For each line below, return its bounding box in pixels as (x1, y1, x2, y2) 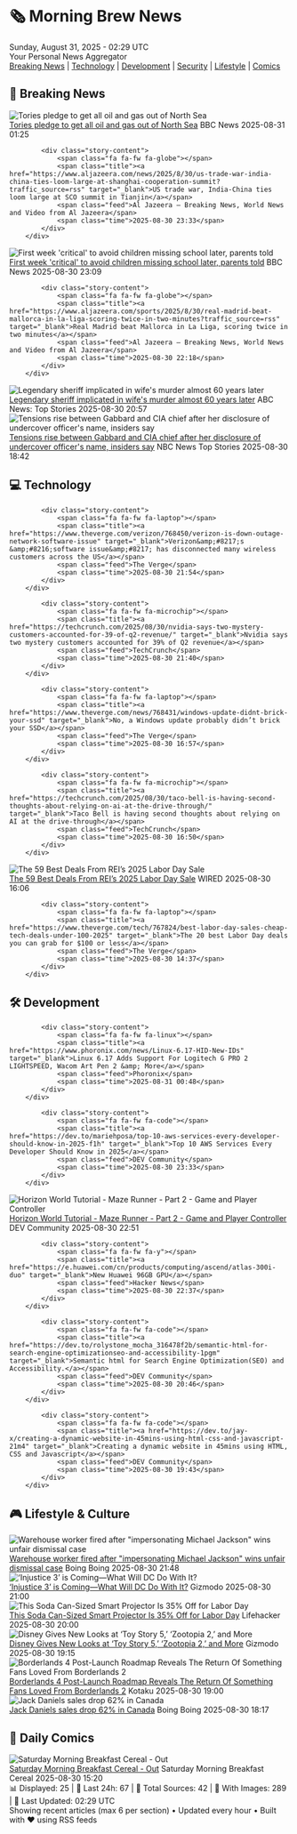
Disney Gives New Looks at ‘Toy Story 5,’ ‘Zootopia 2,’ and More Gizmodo (9, 1638, 279, 1649)
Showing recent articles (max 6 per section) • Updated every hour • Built (9, 1806, 277, 1815)
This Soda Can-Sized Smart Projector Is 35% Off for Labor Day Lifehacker (9, 1610, 281, 1621)
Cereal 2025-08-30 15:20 (9, 1773, 104, 1783)
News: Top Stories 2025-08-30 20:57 (9, 403, 148, 414)
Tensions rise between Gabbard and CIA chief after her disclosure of (9, 431, 261, 442)
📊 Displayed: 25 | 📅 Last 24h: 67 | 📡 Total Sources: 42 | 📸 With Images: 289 (9, 1783, 287, 1793)
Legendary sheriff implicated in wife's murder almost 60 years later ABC (9, 394, 274, 405)
